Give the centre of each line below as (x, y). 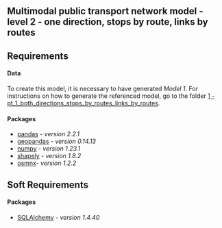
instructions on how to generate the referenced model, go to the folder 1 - (111, 96)
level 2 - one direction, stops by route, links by (108, 22)
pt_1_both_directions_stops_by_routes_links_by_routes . (84, 103)
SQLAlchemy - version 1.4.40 (58, 217)
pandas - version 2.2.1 (48, 134)
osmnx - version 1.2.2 (47, 163)
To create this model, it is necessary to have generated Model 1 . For (103, 88)
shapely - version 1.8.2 (49, 156)
